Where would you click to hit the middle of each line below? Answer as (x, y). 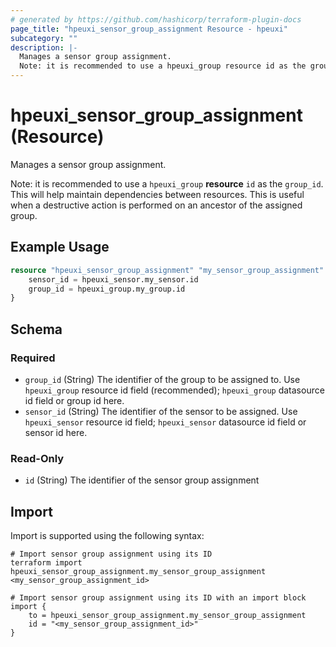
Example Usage (60, 247)
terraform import (46, 563)
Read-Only (37, 458)
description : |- (44, 47)
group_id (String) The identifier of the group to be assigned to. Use (162, 379)
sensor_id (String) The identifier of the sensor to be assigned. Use (161, 411)
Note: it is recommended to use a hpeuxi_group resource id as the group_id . (167, 183)
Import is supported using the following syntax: (107, 536)
